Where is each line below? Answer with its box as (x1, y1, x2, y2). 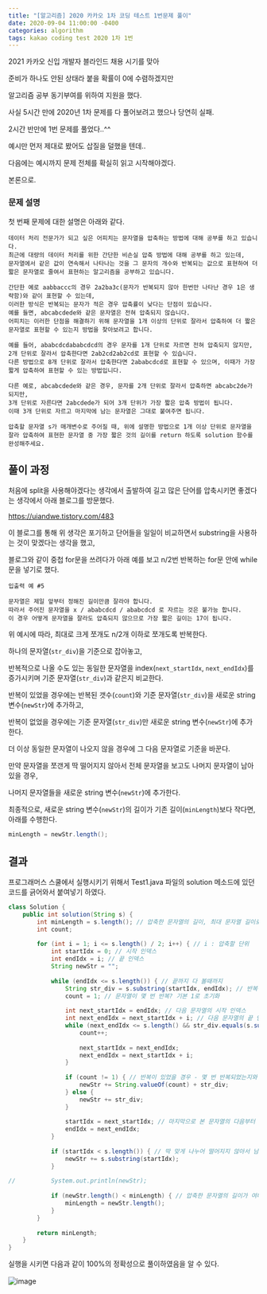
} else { (64, 1088, 94, 1096)
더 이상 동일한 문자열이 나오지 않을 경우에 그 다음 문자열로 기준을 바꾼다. (8, 744, 230, 753)
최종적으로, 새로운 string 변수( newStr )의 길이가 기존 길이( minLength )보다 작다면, (8, 805, 256, 815)
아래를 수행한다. (8, 815, 58, 824)
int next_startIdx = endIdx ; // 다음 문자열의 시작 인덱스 (64, 1007, 246, 1015)
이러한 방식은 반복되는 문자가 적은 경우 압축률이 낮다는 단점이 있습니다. (8, 300, 213, 308)
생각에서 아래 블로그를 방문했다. (16, 495, 114, 506)
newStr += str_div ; (79, 1096, 145, 1104)
